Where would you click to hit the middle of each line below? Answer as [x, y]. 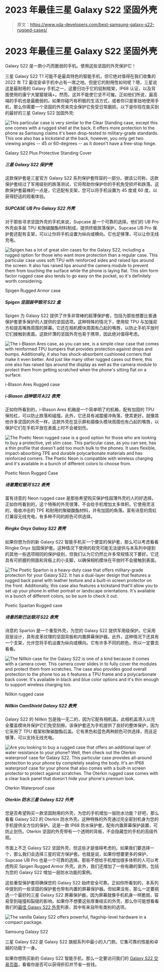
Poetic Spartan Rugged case [34, 605]
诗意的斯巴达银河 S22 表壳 [32, 617]
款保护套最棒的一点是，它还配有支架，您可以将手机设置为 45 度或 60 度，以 [81, 190]
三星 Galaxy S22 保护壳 [29, 165]
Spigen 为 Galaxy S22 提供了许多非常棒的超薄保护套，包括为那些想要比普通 [81, 316]
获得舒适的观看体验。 [26, 196]
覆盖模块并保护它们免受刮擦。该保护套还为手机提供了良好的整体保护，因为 [84, 725]
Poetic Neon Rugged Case [32, 473]
